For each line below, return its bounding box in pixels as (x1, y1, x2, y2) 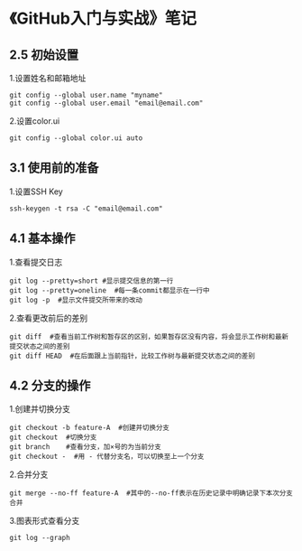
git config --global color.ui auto (9, 134, 143, 143)
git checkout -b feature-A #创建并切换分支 (9, 424, 169, 433)
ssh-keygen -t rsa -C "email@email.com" (9, 204, 164, 213)
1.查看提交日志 (9, 257, 63, 267)
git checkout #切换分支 (9, 433, 97, 443)
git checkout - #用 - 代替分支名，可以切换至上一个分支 (9, 453, 205, 462)
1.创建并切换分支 (9, 404, 70, 415)
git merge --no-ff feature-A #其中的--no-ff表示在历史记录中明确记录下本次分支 (9, 489, 293, 498)
